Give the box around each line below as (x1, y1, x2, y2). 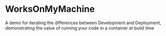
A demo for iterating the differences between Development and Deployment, (5, 20, 162, 26)
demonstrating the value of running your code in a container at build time (5, 25, 155, 31)
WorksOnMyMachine (5, 3, 95, 15)
